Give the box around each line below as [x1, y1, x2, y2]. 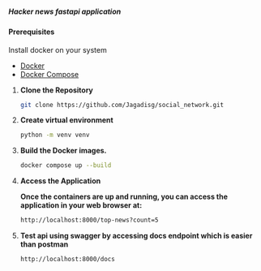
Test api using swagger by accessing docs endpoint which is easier [19, 231, 253, 241]
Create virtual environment [19, 115, 113, 125]
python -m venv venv [19, 131, 90, 140]
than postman [19, 239, 69, 249]
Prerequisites [8, 27, 55, 37]
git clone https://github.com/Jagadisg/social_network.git [19, 101, 225, 109]
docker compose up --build [19, 161, 112, 170]
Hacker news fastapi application [8, 6, 122, 16]
